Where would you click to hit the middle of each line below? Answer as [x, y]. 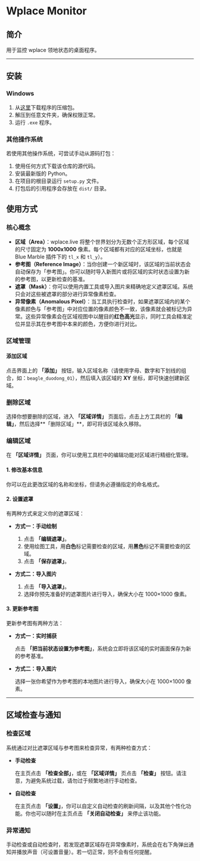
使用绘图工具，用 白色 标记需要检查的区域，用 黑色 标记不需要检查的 [104, 546]
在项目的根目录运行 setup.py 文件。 [58, 181]
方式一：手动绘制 [36, 526]
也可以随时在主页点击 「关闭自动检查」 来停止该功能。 [97, 813]
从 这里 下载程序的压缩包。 [46, 107]
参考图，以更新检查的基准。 [54, 279]
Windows [20, 94]
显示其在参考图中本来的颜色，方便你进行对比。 [83, 324]
